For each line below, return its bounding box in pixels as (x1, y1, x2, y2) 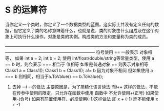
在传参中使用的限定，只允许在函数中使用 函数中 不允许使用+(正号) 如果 (12, 90, 155, 95)
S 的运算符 (5, 4, 47, 16)
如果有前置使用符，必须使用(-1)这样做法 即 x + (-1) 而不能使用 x (31, 96, 159, 102)
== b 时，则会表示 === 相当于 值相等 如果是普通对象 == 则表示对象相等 (5, 61, 148, 67)
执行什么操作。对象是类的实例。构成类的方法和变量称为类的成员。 (18, 34, 150, 39)
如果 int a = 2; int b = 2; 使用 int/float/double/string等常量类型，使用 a (14, 55, 154, 61)
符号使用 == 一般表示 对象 (96, 49, 148, 55)
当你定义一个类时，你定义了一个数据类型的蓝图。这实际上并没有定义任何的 (5, 21, 155, 27)
